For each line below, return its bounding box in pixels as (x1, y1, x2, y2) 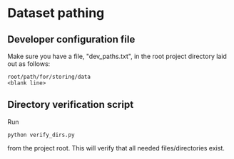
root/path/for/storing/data (7, 73, 91, 80)
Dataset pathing (7, 5, 105, 21)
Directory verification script (7, 99, 134, 111)
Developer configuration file (7, 33, 136, 45)
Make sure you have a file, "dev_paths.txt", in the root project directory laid (7, 52, 227, 60)
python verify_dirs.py (7, 131, 75, 138)
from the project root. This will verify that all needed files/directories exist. (7, 143, 225, 152)
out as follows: (7, 60, 51, 68)
